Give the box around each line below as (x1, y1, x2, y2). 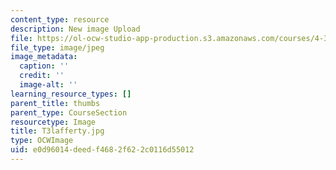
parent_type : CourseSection (10, 107, 128, 118)
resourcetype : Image (10, 117, 97, 127)
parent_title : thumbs (10, 98, 101, 108)
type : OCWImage (10, 136, 74, 146)
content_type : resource (10, 14, 110, 25)
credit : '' (19, 71, 65, 81)
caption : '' (19, 61, 70, 71)
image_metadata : (10, 52, 78, 62)
